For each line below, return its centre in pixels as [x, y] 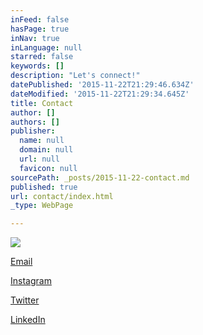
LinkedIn [28, 320]
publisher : [33, 131]
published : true [44, 187]
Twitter [25, 300]
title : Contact [42, 103]
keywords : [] [37, 66]
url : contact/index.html [62, 196]
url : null [39, 159]
